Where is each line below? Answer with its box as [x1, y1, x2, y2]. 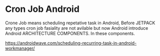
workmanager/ [5, 45, 35, 51]
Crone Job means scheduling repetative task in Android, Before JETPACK [5, 20, 156, 26]
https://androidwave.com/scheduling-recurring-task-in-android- [5, 40, 137, 46]
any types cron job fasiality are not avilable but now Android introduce [5, 25, 149, 31]
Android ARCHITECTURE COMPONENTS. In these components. [5, 30, 135, 36]
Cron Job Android [5, 3, 80, 15]
